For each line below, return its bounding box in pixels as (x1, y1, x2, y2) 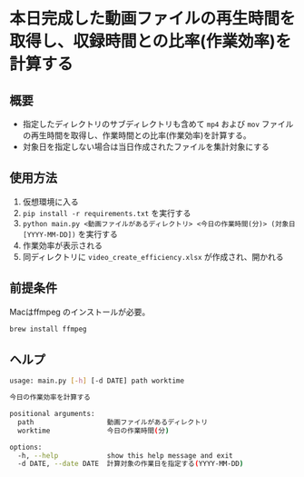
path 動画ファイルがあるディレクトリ (17, 417, 209, 427)
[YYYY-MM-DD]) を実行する (22, 228, 118, 239)
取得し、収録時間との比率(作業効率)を (9, 31, 292, 52)
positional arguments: (9, 410, 95, 419)
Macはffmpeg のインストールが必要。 (9, 306, 151, 317)
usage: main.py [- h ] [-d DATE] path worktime (9, 376, 184, 386)
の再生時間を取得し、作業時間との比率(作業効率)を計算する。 (22, 130, 251, 141)
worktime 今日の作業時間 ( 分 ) (17, 426, 170, 435)
